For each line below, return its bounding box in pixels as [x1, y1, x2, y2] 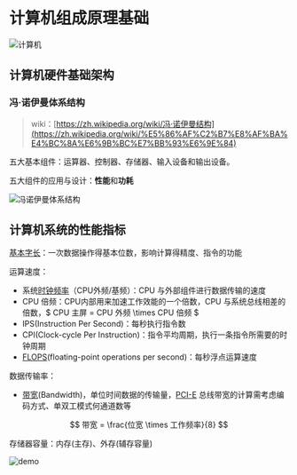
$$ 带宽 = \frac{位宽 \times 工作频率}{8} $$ [69, 419, 229, 431]
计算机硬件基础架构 [9, 67, 114, 83]
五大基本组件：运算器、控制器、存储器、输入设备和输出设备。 [9, 156, 235, 167]
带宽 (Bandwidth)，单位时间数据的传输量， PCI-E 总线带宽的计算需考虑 [21, 390, 277, 400]
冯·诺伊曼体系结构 [9, 97, 86, 109]
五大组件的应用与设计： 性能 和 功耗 [9, 175, 134, 186]
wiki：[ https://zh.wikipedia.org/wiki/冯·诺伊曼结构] [30, 118, 215, 129]
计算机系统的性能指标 [9, 223, 126, 238]
